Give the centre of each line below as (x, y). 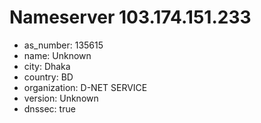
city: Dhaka (47, 66)
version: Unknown (61, 98)
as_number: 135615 (63, 45)
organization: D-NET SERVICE (85, 87)
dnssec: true (49, 108)
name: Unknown (57, 55)
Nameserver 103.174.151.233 (130, 17)
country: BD (48, 77)
